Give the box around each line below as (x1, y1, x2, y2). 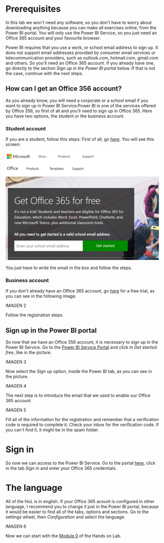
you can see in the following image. (5, 293, 77, 299)
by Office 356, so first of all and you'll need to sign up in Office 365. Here (5, 108, 152, 114)
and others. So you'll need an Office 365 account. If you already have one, (5, 60, 155, 66)
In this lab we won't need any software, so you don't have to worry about (5, 19, 152, 25)
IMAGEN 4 (5, 383, 26, 388)
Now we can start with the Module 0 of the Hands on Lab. (5, 533, 122, 539)
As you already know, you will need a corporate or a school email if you (5, 97, 148, 103)
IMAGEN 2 (5, 303, 26, 309)
